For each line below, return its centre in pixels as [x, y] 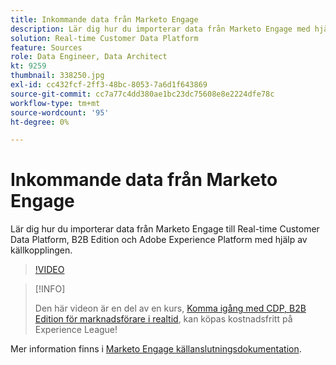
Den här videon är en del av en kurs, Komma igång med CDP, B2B [170, 308]
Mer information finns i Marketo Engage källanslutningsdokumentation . [156, 349]
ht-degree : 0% [40, 122]
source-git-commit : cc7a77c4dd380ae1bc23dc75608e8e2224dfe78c [142, 94]
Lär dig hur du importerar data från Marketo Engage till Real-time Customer [165, 229]
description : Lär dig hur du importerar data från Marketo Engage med [160, 29]
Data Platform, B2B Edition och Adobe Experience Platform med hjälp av [159, 240]
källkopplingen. [41, 250]
